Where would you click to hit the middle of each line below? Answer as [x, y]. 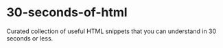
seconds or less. [30, 38]
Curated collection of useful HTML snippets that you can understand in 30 [111, 31]
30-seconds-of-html [67, 13]
